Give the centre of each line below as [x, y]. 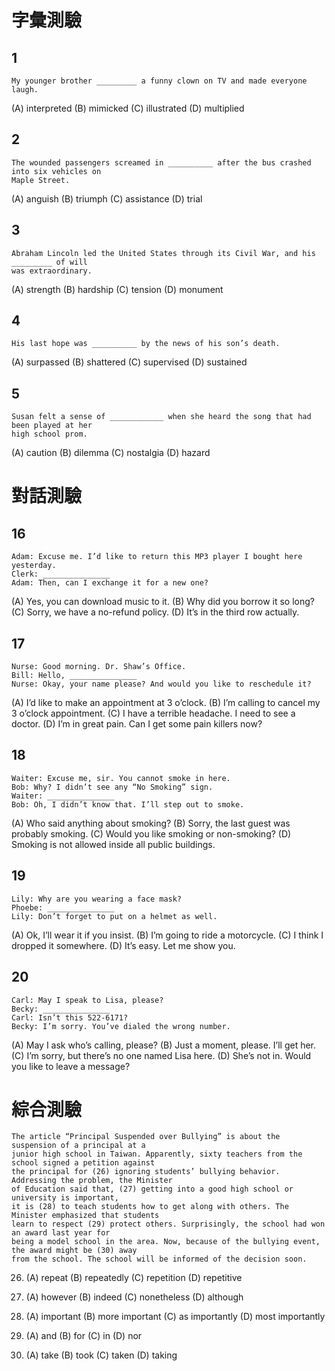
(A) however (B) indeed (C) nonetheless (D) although [134, 1297]
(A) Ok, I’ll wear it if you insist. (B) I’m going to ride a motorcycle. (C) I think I [167, 935]
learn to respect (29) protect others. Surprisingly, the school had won [168, 1224]
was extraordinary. [52, 271]
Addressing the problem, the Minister [92, 1181]
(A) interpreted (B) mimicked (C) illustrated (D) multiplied [128, 108]
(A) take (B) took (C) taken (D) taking [101, 1355]
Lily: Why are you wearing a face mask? [97, 899]
